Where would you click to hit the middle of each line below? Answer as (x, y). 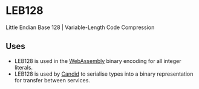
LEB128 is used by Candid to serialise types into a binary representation (104, 74)
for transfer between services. (52, 80)
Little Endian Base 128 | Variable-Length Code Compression (80, 27)
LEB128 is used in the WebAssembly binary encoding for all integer (98, 61)
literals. (24, 67)
